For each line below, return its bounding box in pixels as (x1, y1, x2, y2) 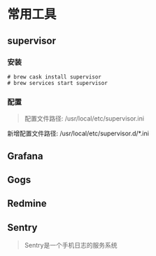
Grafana (7, 150, 43, 162)
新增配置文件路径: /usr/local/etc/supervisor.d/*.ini (7, 129, 149, 137)
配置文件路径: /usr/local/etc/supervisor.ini (24, 114, 145, 123)
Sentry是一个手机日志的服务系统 (24, 241, 118, 250)
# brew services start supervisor (7, 79, 108, 86)
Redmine (7, 198, 47, 210)
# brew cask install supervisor (7, 73, 101, 81)
